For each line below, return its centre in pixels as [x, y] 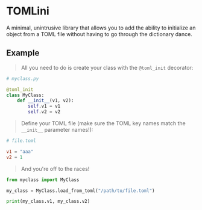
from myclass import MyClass [43, 180]
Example [23, 53]
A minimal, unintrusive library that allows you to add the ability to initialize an [101, 28]
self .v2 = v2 [44, 112]
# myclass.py [23, 79]
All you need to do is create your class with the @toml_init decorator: [107, 67]
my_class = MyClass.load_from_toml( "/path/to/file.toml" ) [80, 191]
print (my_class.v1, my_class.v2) [48, 202]
